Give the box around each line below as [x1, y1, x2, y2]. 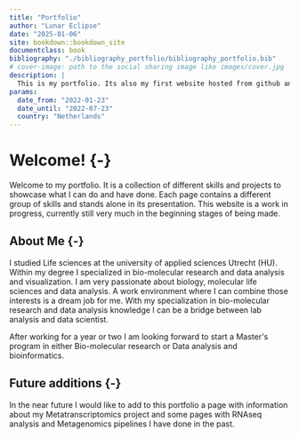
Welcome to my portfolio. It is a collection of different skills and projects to [9, 179, 282, 191]
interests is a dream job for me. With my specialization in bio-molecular [9, 295, 270, 306]
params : [9, 87, 38, 96]
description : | [9, 71, 66, 80]
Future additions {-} [9, 376, 122, 391]
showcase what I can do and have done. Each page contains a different [9, 189, 271, 200]
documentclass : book [9, 46, 86, 55]
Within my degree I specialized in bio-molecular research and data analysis [9, 267, 285, 277]
